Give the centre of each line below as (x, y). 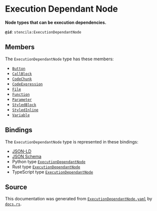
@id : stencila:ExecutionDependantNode (43, 32)
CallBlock (22, 74)
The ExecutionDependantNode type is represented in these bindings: (72, 141)
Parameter (22, 100)
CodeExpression (27, 84)
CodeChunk (22, 79)
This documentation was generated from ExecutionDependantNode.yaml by (79, 199)
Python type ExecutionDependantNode (49, 161)
